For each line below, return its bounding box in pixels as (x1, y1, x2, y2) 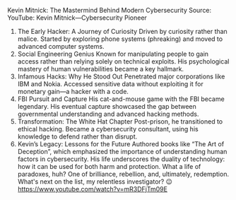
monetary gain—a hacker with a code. (17, 88, 129, 95)
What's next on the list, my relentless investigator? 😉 (17, 177, 173, 186)
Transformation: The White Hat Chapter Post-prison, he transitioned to (17, 117, 223, 126)
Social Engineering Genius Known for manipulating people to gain (17, 49, 209, 58)
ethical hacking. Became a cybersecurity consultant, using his (17, 125, 199, 133)
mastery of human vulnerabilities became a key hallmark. (17, 65, 184, 73)
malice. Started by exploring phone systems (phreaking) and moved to (17, 35, 223, 43)
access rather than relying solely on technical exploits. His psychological (17, 57, 230, 66)
